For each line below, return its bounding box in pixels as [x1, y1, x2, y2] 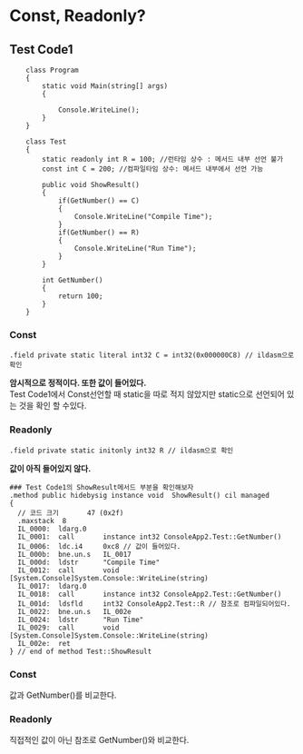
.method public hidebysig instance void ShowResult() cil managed [9, 491, 270, 500]
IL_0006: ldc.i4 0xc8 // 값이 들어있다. [17, 541, 181, 551]
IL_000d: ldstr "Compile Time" [17, 558, 161, 567]
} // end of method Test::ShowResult [9, 647, 152, 656]
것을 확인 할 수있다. [18, 401, 87, 412]
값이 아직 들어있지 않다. [9, 462, 92, 473]
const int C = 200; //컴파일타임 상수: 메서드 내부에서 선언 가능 [42, 164, 264, 174]
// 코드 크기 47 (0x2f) [17, 508, 124, 518]
